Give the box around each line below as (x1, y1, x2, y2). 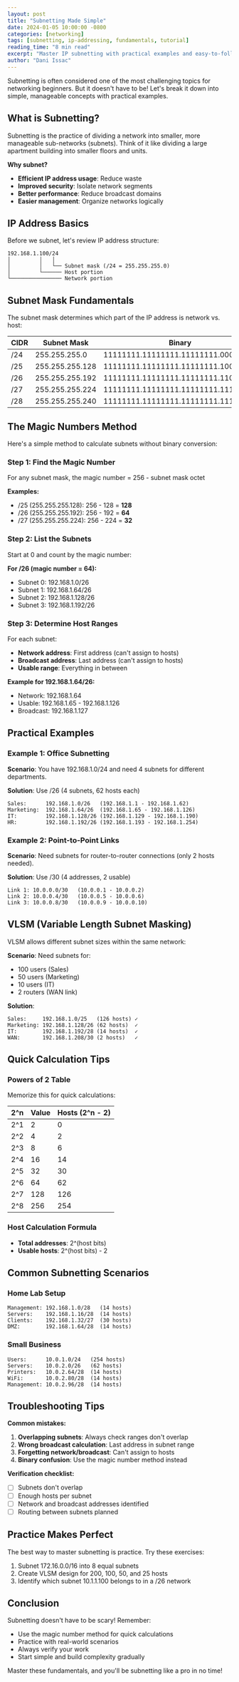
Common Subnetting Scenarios (7, 1267, 149, 1279)
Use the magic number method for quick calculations (17, 1630, 174, 1638)
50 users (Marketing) (17, 972, 80, 981)
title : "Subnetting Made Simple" (7, 17, 107, 24)
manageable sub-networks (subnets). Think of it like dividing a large (7, 138, 208, 147)
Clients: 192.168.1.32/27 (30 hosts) (7, 1317, 132, 1324)
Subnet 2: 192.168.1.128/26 (17, 593, 95, 601)
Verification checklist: (7, 1469, 75, 1478)
